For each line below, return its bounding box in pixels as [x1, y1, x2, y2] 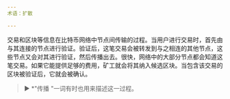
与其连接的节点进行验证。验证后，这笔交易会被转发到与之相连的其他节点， [7, 44, 217, 52]
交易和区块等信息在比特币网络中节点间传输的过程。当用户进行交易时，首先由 [7, 36, 223, 44]
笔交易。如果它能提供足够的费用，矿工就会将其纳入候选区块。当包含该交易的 [7, 61, 223, 69]
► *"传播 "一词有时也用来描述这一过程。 [23, 84, 138, 92]
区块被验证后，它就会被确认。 [7, 70, 91, 78]
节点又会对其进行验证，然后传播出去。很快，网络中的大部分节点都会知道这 [12, 53, 223, 61]
